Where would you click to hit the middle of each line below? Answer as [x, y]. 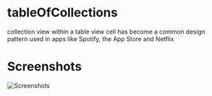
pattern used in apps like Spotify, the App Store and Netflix [91, 38]
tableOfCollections [62, 13]
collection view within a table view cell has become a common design [106, 32]
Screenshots [45, 67]
